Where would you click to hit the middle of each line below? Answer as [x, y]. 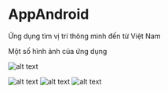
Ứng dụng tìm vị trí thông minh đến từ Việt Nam [84, 36]
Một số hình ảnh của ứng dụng [58, 51]
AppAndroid [49, 14]
